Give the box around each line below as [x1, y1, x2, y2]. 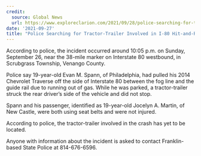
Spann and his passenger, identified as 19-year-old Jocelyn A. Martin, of [6, 102, 185, 109]
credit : [6, 8, 26, 15]
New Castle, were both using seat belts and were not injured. [6, 108, 157, 116]
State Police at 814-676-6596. [23, 144, 98, 151]
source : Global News [11, 14, 63, 20]
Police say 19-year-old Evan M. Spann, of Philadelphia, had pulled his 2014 [6, 71, 190, 79]
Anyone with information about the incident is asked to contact [6, 138, 161, 145]
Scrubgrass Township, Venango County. [6, 60, 106, 67]
